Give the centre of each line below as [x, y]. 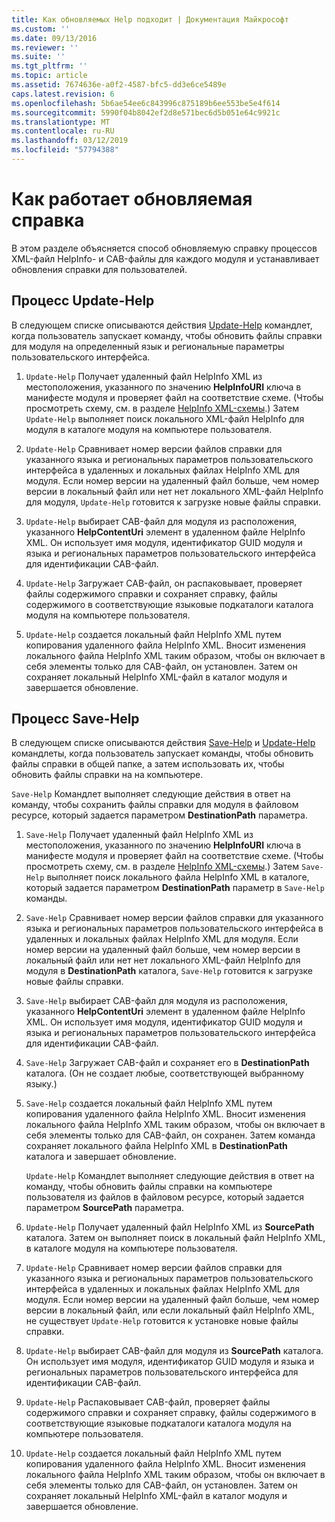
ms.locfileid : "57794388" [65, 150]
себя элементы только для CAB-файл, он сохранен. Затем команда [170, 1135]
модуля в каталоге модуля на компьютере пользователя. [149, 429]
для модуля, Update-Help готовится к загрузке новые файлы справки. [173, 502]
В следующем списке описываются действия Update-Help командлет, [162, 325]
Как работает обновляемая [132, 199]
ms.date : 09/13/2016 [54, 38]
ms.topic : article [49, 76]
